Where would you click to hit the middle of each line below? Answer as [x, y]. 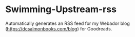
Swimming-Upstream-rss [61, 9]
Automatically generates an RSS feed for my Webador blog [67, 23]
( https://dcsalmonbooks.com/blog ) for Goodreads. [59, 28]
